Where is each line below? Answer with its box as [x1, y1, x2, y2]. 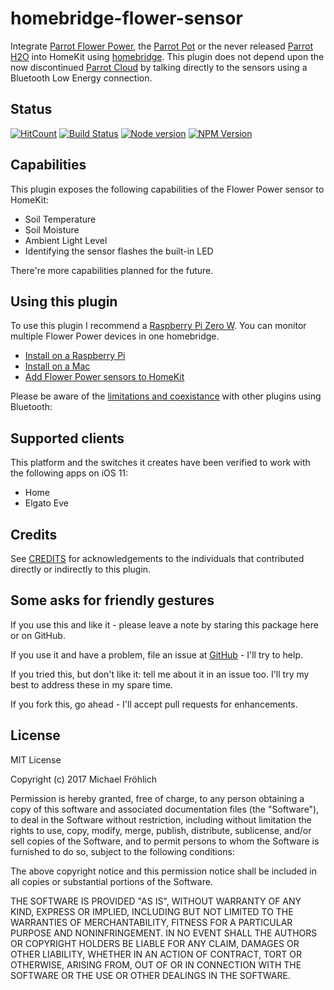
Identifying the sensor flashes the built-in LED [24, 245, 214, 257]
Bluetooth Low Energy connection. [10, 72, 153, 84]
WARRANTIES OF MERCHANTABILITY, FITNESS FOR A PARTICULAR [10, 916, 293, 928]
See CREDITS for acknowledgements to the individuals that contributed [10, 553, 305, 564]
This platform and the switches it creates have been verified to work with [10, 457, 311, 469]
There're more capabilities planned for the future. [10, 264, 214, 276]
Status [10, 101, 53, 118]
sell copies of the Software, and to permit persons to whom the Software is [10, 835, 320, 847]
